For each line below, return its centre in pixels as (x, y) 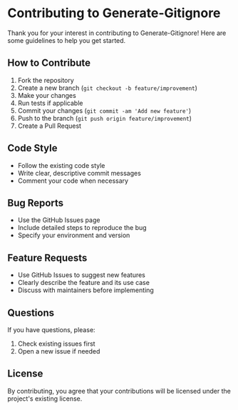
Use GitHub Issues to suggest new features (82, 275)
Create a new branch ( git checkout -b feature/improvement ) (108, 88)
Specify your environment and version (74, 235)
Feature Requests (47, 257)
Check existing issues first (56, 344)
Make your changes (47, 95)
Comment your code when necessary (73, 181)
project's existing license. (45, 399)
